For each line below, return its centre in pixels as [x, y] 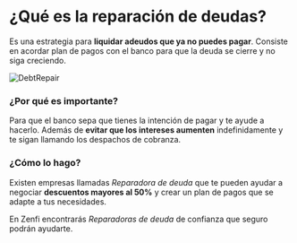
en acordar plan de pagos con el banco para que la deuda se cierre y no [142, 50]
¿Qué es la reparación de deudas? [138, 17]
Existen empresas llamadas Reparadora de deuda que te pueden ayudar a [146, 182]
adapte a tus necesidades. [58, 201]
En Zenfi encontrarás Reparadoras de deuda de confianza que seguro [139, 219]
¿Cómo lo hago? [45, 163]
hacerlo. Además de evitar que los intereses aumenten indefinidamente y [146, 130]
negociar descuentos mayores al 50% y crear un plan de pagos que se [142, 192]
